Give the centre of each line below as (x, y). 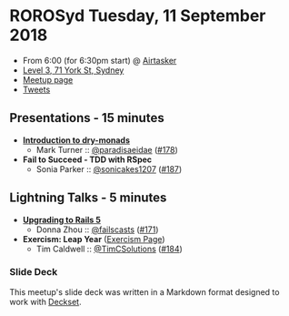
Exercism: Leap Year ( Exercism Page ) (94, 239)
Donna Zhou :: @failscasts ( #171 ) (97, 229)
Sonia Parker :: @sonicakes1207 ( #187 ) (109, 168)
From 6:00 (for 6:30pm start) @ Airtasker (100, 60)
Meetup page (48, 79)
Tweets (36, 89)
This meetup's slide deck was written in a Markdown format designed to (144, 291)
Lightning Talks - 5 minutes (88, 198)
